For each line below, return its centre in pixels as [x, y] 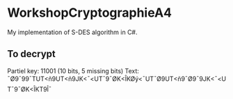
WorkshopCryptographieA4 [90, 13]
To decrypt [31, 54]
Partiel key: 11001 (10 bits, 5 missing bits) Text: [73, 70]
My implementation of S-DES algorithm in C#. [72, 32]
